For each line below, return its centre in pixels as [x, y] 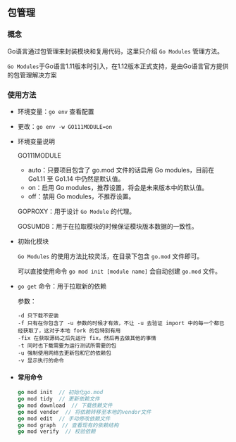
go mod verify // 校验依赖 [57, 431]
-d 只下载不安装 [38, 315]
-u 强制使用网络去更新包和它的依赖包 [64, 353]
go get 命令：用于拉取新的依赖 [62, 286]
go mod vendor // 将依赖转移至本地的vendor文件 [84, 412]
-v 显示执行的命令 [41, 360]
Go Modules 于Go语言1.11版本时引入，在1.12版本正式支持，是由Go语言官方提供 [118, 66]
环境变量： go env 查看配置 [56, 111]
